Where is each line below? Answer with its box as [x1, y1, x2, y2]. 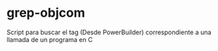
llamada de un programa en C [6, 35, 93, 43]
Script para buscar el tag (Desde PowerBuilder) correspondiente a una [6, 28, 212, 36]
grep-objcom [6, 5, 85, 21]
